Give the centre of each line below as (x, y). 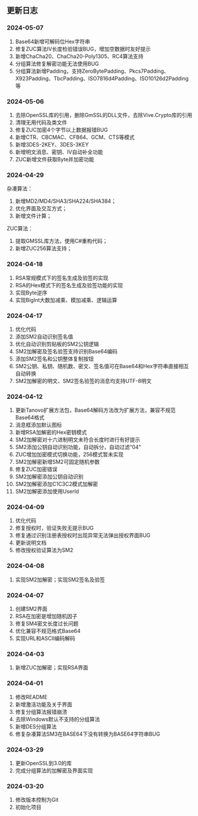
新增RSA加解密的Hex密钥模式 (51, 433)
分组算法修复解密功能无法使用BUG (57, 63)
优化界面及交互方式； (41, 209)
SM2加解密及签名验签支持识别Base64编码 (66, 351)
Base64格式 (30, 418)
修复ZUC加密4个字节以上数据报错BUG (62, 129)
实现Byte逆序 (31, 292)
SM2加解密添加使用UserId (47, 492)
